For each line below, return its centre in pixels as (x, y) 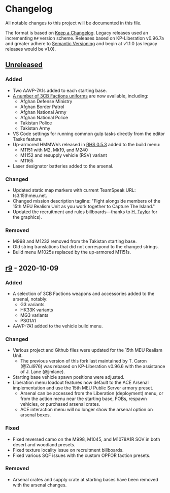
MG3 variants (34, 315)
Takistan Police (36, 123)
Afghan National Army (43, 112)
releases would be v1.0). (31, 49)
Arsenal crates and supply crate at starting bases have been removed (85, 479)
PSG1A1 (28, 320)
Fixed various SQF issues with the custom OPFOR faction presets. (81, 455)
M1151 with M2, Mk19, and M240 (54, 150)
